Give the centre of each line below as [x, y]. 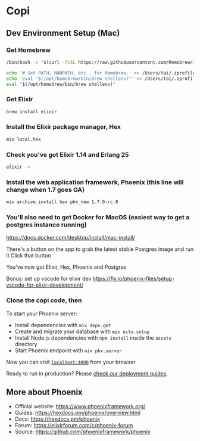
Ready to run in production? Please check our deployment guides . [87, 373]
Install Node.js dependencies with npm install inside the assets [93, 337]
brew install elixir [32, 111]
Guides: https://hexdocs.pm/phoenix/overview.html [78, 413]
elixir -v [18, 167]
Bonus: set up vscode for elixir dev [49, 279]
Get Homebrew [28, 50]
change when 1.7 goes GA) [46, 190]
